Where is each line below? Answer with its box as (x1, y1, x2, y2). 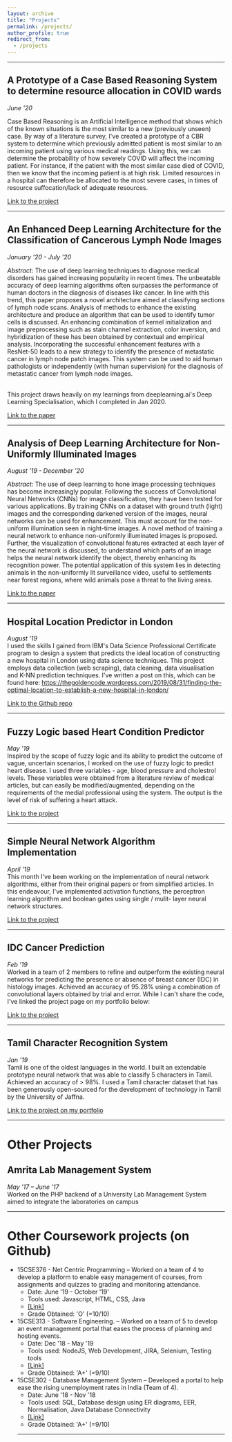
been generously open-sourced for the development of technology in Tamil (7, 1085, 222, 1093)
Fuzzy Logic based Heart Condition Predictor (7, 726, 205, 738)
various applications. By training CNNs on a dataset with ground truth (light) (7, 502, 223, 510)
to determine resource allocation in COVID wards (7, 85, 222, 97)
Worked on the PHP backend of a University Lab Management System (7, 1190, 207, 1198)
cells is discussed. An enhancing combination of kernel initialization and (7, 318, 212, 326)
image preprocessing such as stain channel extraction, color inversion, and (7, 325, 221, 333)
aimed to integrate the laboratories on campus (7, 1197, 139, 1206)
